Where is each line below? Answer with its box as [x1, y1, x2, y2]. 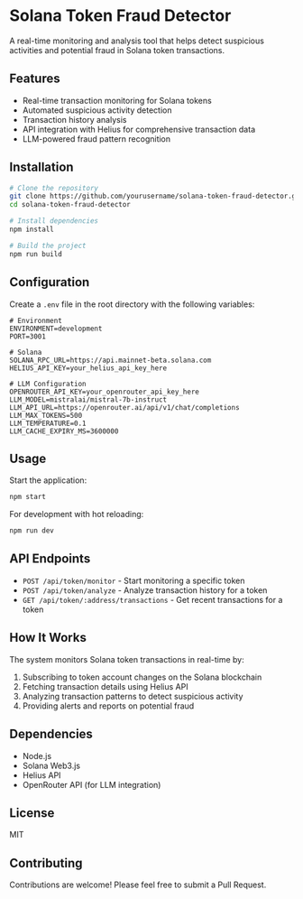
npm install [9, 225, 54, 235]
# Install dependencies [9, 217, 99, 226]
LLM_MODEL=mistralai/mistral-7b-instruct [9, 394, 168, 404]
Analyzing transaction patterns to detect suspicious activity [22, 690, 243, 701]
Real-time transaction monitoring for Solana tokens [22, 95, 212, 106]
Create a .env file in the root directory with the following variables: [9, 299, 255, 310]
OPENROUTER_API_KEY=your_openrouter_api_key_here [9, 387, 200, 396]
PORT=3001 [9, 331, 47, 341]
